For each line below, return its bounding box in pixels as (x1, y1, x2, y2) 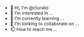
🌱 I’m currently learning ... (10, 15, 65, 21)
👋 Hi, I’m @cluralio (10, 5, 49, 10)
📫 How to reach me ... (10, 26, 58, 32)
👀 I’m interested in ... (10, 10, 53, 16)
